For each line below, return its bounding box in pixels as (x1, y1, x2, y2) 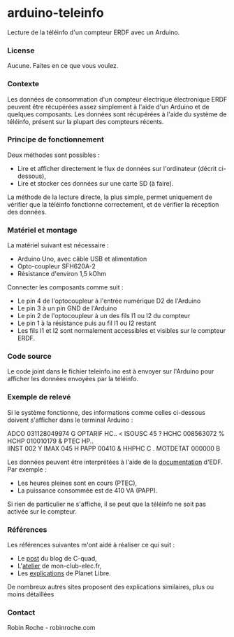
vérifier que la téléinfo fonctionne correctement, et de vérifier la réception (7, 200, 219, 208)
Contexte (7, 79, 40, 89)
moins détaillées (7, 590, 54, 598)
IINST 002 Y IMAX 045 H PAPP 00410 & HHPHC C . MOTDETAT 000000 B (7, 444, 221, 453)
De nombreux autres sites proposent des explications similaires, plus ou (7, 583, 214, 591)
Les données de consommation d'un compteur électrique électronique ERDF (7, 95, 228, 103)
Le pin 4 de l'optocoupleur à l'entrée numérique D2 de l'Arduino (17, 296, 201, 306)
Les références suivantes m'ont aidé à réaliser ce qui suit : (7, 541, 175, 549)
